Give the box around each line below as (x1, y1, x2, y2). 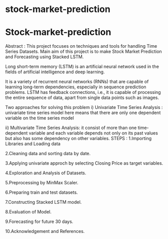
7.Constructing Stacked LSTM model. (5, 199, 82, 205)
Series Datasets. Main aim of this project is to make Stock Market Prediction (5, 49, 162, 55)
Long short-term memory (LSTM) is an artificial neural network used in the (5, 64, 159, 70)
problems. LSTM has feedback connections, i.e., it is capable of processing (5, 89, 161, 95)
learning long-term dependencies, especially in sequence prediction (5, 84, 146, 90)
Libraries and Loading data (5, 141, 61, 147)
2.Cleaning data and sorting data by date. (5, 151, 91, 157)
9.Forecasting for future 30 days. (5, 218, 74, 224)
